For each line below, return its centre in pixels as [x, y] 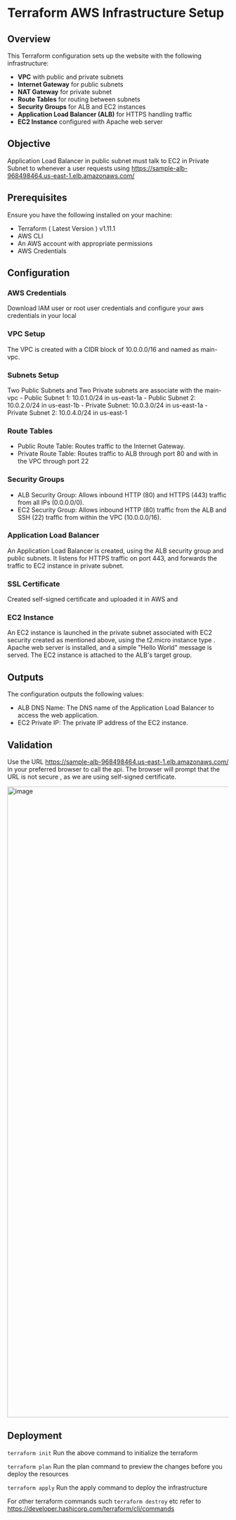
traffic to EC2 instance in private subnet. [66, 566]
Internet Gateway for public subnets [71, 84]
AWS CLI [30, 236]
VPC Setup [26, 334]
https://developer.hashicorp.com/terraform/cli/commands [91, 1508]
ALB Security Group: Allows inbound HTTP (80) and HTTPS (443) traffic [122, 494]
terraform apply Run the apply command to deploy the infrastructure [107, 1487]
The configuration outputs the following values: [76, 694]
